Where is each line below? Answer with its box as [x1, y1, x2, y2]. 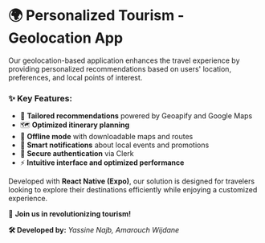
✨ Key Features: [8, 93, 72, 104]
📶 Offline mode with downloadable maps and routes [19, 132, 194, 142]
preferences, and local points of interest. [8, 72, 143, 82]
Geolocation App [8, 29, 123, 47]
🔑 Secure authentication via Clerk [19, 149, 134, 159]
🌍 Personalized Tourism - [8, 6, 185, 25]
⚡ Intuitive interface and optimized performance [19, 158, 185, 167]
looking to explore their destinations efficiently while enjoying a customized [8, 185, 258, 195]
